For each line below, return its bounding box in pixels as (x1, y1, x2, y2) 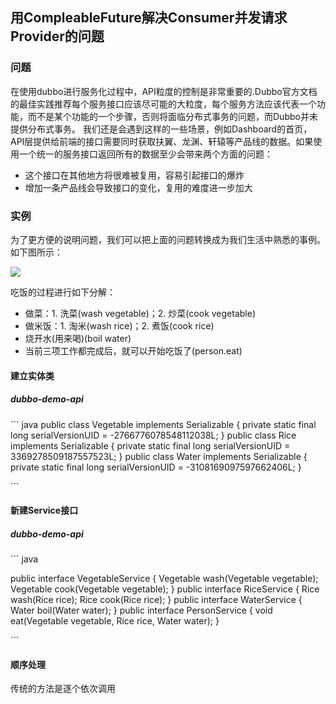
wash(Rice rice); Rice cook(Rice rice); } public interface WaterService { (10, 594, 303, 606)
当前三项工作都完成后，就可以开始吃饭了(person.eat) (24, 344, 243, 357)
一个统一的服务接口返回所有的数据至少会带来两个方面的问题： (18, 148, 273, 160)
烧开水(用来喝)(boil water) (24, 332, 132, 344)
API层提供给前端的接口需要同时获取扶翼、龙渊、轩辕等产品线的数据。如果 (10, 135, 314, 147)
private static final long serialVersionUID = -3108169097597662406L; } (10, 461, 302, 473)
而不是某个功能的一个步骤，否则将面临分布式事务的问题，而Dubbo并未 (27, 110, 318, 122)
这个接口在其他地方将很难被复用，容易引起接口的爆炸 (24, 169, 245, 181)
